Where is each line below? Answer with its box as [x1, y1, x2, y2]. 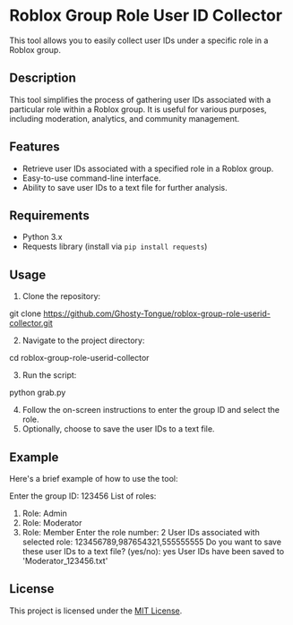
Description [9, 71, 76, 86]
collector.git [9, 318, 54, 329]
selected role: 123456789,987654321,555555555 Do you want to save [22, 536, 282, 547]
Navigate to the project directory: [22, 335, 145, 346]
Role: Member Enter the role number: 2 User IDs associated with [22, 527, 260, 537]
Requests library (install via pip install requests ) [22, 241, 208, 252]
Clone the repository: [22, 291, 101, 302]
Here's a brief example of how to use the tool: [9, 474, 178, 484]
